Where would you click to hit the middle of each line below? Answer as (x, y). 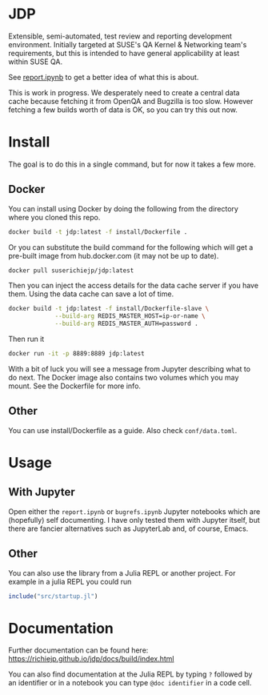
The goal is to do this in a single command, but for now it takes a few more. (132, 164)
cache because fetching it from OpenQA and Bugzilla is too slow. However (131, 101)
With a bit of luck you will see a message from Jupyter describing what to (129, 368)
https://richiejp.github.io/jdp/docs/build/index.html (91, 659)
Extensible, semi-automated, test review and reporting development (120, 36)
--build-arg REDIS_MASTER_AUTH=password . (126, 324)
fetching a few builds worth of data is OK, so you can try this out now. (123, 110)
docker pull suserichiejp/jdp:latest (71, 270)
